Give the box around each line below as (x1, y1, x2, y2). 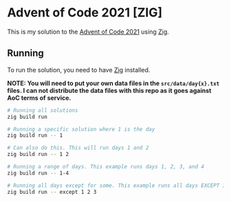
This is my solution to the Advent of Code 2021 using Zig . (7, 27, 170, 36)
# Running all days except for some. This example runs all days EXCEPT (7, 182, 220, 189)
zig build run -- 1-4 (7, 170, 69, 177)
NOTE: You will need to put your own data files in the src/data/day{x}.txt (7, 79, 220, 87)
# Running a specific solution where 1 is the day (7, 126, 155, 133)
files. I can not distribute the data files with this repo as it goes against (7, 86, 212, 94)
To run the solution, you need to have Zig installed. (7, 65, 151, 74)
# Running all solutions (7, 106, 78, 114)
